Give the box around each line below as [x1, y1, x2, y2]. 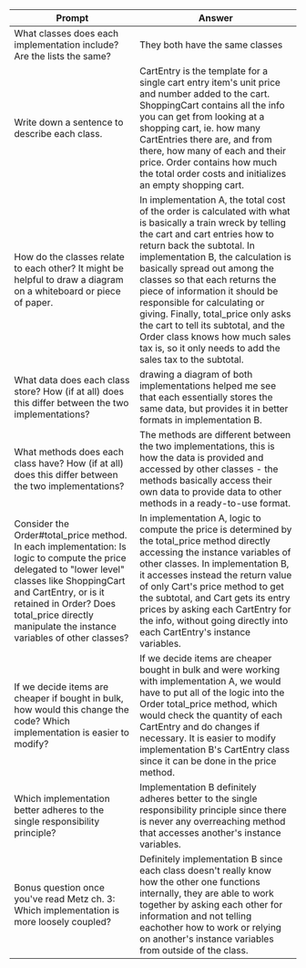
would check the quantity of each [139, 709, 283, 722]
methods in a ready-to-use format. [139, 497, 291, 509]
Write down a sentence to [14, 116, 124, 129]
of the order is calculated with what [139, 205, 291, 217]
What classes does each [14, 27, 119, 39]
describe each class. [14, 128, 103, 140]
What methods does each [14, 446, 125, 458]
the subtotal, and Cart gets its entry [139, 592, 291, 604]
